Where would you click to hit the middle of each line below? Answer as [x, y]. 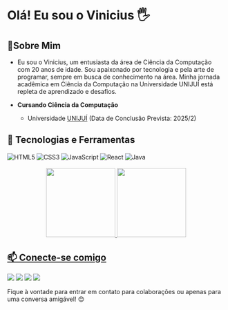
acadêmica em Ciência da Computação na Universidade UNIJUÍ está [115, 84]
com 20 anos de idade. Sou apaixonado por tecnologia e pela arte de [115, 69]
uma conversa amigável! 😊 [46, 299]
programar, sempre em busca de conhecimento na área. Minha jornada [118, 77]
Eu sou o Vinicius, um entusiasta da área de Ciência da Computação [114, 62]
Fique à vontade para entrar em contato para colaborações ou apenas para [114, 292]
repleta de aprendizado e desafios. [67, 91]
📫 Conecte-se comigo [57, 257]
